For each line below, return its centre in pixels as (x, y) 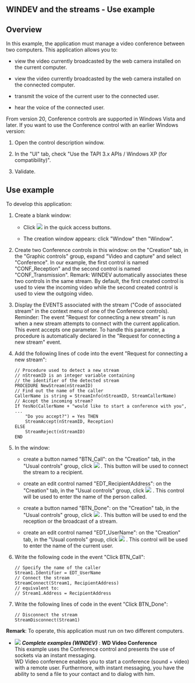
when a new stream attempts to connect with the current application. (97, 323)
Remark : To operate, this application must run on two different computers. (95, 631)
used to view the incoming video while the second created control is (96, 287)
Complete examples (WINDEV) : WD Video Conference (89, 643)
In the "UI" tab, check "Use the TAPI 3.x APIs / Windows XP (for (91, 154)
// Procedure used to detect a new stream (67, 371)
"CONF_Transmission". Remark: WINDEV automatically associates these (101, 275)
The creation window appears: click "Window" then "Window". (98, 239)
